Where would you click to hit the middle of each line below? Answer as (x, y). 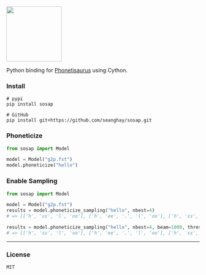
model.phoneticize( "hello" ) (42, 165)
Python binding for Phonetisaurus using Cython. (67, 70)
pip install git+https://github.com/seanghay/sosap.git (79, 120)
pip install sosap (30, 104)
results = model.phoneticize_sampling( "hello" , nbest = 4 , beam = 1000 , (96, 227)
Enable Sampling (32, 181)
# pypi (15, 99)
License (18, 254)
